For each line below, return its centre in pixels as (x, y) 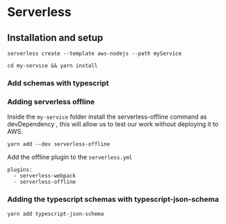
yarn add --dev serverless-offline (59, 144)
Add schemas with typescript (58, 83)
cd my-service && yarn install (53, 66)
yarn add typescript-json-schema (56, 214)
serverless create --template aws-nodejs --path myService (95, 53)
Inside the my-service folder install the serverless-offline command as (107, 117)
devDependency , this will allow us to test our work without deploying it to (113, 124)
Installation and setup (55, 38)
